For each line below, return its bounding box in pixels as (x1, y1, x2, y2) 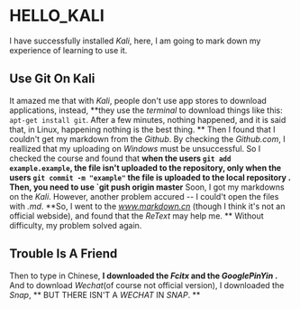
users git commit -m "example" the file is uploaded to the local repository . (9, 172, 291, 183)
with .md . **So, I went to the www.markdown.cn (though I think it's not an (9, 201, 286, 211)
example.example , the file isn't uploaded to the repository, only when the (9, 162, 282, 173)
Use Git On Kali (9, 71, 95, 87)
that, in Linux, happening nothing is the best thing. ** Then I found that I (9, 124, 276, 135)
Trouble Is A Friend (9, 246, 118, 262)
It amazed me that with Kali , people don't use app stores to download (9, 95, 268, 106)
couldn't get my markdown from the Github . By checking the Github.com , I (9, 133, 286, 145)
